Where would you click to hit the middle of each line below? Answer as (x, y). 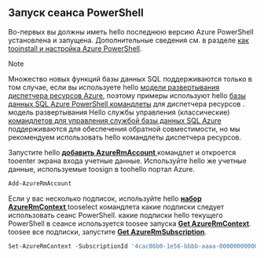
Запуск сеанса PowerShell (76, 13)
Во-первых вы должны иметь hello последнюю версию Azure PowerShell (131, 31)
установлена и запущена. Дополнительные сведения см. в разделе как (129, 40)
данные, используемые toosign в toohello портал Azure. (101, 169)
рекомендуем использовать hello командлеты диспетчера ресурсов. (125, 137)
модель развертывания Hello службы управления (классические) (119, 112)
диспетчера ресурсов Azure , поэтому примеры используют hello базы (127, 95)
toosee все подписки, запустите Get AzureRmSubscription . (107, 231)
